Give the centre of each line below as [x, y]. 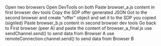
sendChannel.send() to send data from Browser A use [60, 33]
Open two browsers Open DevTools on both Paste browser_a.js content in [80, 7]
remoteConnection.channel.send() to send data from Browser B [69, 39]
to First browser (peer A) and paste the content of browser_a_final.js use [79, 28]
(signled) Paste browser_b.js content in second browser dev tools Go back [81, 23]
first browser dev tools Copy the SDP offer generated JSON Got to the [76, 12]
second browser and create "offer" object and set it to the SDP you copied [80, 18]
